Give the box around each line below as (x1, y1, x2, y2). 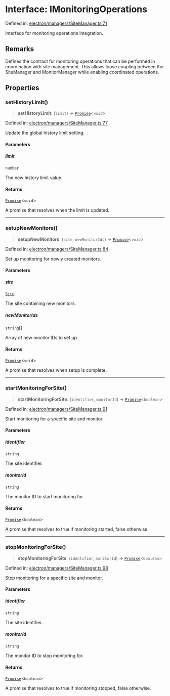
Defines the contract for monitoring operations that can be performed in (5, 58, 155, 64)
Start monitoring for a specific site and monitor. (5, 416, 104, 422)
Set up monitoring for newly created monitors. (5, 255, 101, 262)
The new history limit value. (5, 175, 63, 181)
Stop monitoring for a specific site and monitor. (5, 575, 103, 581)
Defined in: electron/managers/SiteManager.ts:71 (5, 20, 107, 26)
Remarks (5, 45, 34, 54)
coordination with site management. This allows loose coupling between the (5, 63, 164, 69)
